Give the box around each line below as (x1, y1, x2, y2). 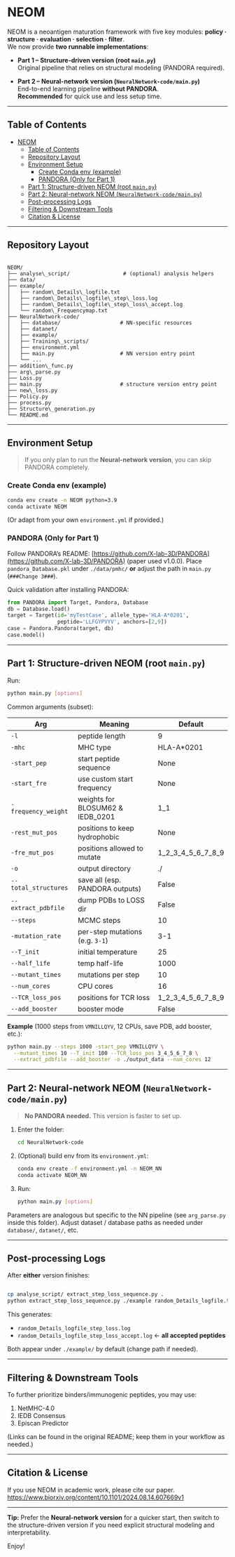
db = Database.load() (7, 605, 71, 612)
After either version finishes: (7, 1271, 90, 1280)
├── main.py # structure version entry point (7, 381, 218, 388)
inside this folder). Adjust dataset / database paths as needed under (7, 1218, 204, 1226)
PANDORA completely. (24, 463, 90, 471)
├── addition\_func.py (7, 362, 73, 369)
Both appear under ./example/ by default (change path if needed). (7, 1345, 198, 1353)
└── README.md (7, 412, 49, 419)
